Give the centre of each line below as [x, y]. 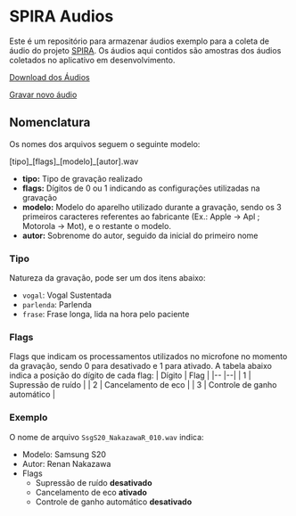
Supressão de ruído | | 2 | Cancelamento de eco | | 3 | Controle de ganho [144, 385]
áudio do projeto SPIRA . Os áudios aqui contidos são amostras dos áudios [145, 50]
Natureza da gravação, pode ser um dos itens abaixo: [108, 278]
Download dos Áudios [50, 77]
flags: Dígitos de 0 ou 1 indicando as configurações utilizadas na [141, 188]
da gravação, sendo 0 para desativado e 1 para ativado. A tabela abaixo [140, 366]
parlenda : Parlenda [57, 305]
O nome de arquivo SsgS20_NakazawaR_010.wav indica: [107, 437]
